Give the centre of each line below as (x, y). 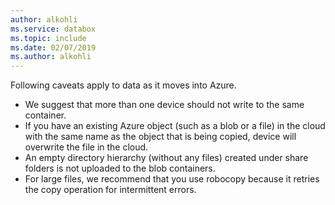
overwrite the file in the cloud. (86, 147)
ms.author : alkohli (51, 57)
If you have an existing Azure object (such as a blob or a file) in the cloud (175, 126)
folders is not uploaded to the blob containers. (120, 168)
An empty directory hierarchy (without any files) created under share (166, 158)
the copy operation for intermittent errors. (110, 190)
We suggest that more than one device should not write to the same (164, 105)
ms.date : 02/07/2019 (53, 47)
